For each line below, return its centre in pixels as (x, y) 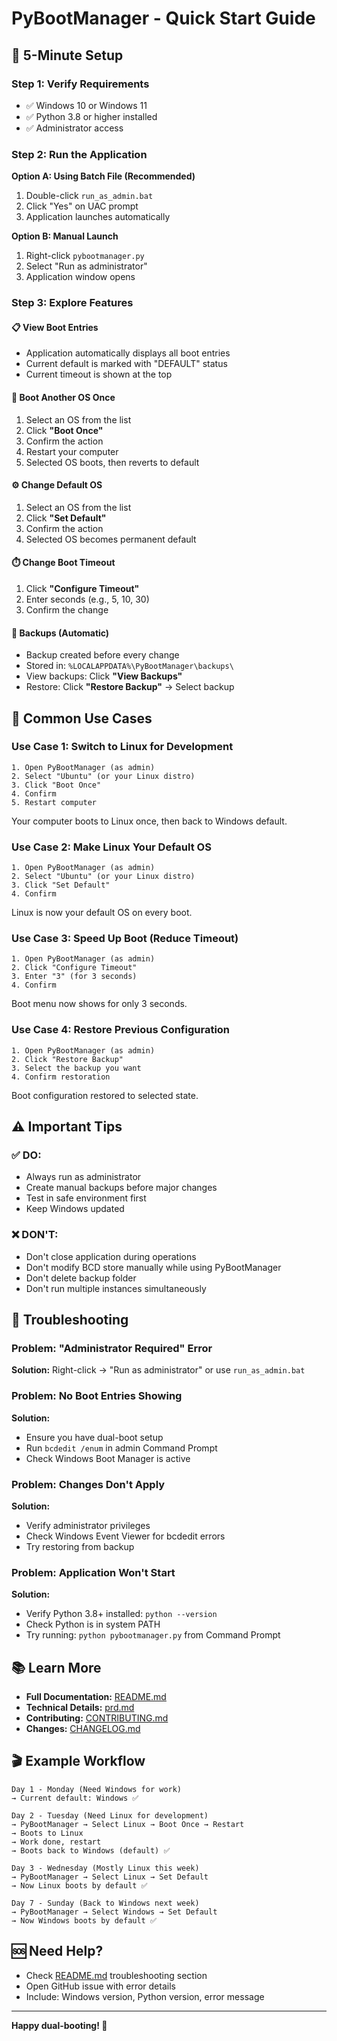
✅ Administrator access (74, 128)
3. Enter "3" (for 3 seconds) (74, 977)
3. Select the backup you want (76, 1068)
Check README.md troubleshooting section (116, 1975)
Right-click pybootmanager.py (85, 256)
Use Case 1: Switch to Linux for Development (122, 747)
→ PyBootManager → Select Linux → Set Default (110, 1877)
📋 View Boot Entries (55, 327)
